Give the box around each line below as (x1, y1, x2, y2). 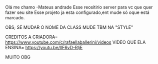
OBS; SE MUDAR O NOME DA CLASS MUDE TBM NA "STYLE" (5, 24, 133, 30)
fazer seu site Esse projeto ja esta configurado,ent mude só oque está (5, 9, 150, 15)
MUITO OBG (5, 54, 31, 60)
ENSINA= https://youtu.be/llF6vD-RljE (5, 45, 83, 50)
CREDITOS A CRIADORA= (5, 34, 58, 40)
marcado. (5, 15, 25, 20)
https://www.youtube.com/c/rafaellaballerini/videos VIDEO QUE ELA (5, 39, 146, 45)
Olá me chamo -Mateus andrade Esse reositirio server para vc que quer (5, 4, 153, 10)
